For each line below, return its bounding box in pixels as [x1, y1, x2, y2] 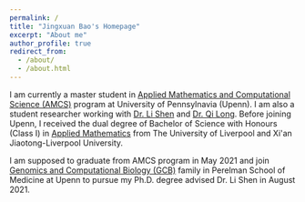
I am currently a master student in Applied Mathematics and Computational [9, 88, 291, 100]
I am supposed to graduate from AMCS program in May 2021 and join [9, 155, 270, 166]
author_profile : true [9, 38, 92, 48]
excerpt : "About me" [9, 30, 88, 39]
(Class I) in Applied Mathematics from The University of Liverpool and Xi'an [9, 127, 293, 138]
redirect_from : [9, 47, 67, 56]
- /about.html [17, 65, 71, 74]
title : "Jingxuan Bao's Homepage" [9, 22, 141, 31]
